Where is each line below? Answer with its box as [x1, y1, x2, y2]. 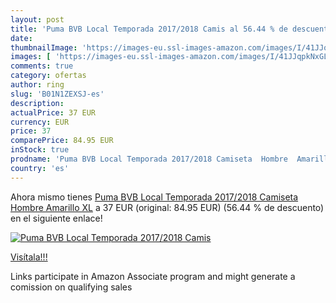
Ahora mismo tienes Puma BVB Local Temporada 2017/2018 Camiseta [10, 191, 299, 203]
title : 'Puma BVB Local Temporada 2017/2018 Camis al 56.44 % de [10, 24, 288, 34]
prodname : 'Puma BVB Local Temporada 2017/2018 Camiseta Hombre [10, 154, 288, 164]
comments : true [10, 61, 74, 71]
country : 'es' [10, 163, 70, 173]
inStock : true [10, 145, 70, 155]
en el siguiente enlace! [10, 212, 103, 224]
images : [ [10, 52, 52, 62]
